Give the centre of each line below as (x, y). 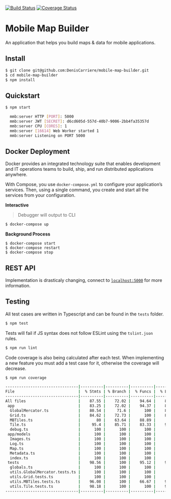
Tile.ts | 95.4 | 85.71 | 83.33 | (83, 425)
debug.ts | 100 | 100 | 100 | (83, 430)
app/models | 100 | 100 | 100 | (82, 434)
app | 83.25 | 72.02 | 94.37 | (82, 406)
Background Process (28, 234)
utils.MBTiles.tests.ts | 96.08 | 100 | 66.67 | (83, 482)
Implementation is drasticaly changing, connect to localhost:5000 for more (84, 280)
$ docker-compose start (31, 244)
